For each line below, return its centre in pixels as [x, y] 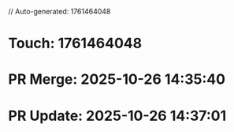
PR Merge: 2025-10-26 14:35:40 [117, 79]
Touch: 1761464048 [75, 43]
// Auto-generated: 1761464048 [59, 11]
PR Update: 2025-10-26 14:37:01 [117, 116]
